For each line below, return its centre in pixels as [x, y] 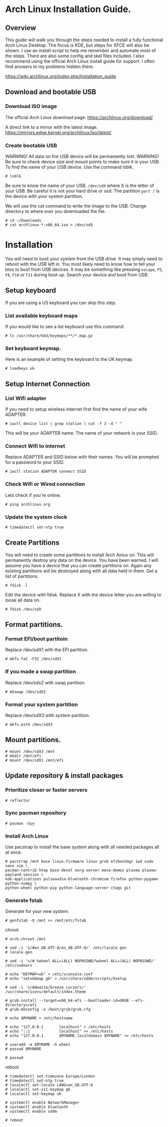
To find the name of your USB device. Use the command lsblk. [69, 167]
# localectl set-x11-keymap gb [38, 1090]
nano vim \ [17, 866]
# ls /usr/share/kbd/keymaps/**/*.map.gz [49, 336]
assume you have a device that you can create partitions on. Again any [78, 565]
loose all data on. [23, 600]
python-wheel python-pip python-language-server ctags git [68, 888]
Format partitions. [34, 625]
